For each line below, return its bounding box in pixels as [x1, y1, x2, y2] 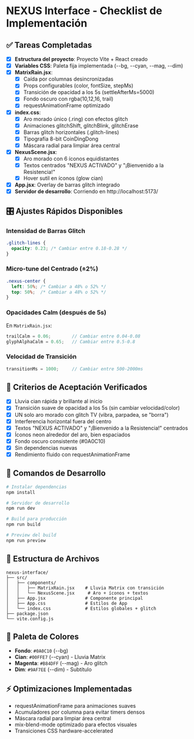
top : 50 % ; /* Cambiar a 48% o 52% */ [11, 289, 107, 295]
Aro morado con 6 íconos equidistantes [23, 155, 119, 162]
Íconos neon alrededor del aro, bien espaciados [14, 431, 131, 438]
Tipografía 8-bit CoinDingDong [23, 135, 99, 142]
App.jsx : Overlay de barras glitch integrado [14, 181, 121, 189]
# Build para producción [6, 516, 67, 522]
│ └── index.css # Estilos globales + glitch [6, 606, 157, 611]
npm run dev [6, 506, 35, 511]
